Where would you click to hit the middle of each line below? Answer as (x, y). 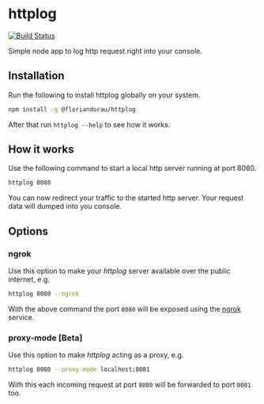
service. (21, 317)
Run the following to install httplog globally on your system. (104, 95)
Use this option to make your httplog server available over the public (119, 271)
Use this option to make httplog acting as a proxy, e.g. (96, 355)
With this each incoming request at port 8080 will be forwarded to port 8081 (130, 385)
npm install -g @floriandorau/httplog (72, 109)
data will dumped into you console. (65, 206)
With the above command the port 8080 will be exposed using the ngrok (124, 308)
